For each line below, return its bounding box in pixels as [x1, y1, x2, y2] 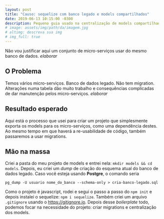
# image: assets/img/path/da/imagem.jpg [5, 25, 89, 30]
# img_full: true [5, 35, 41, 40]
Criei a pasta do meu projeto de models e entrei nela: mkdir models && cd [5, 160, 152, 166]
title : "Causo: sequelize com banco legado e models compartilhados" [5, 12, 150, 17]
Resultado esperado [5, 105, 68, 113]
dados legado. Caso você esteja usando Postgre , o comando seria [5, 171, 139, 176]
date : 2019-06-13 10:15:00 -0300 [5, 16, 73, 21]
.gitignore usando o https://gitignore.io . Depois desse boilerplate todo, [5, 199, 150, 205]
